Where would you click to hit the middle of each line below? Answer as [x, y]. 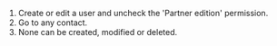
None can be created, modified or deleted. [98, 32]
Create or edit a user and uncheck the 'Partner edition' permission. [143, 13]
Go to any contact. [53, 23]
